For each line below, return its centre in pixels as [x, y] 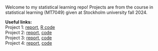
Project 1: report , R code [30, 27]
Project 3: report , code [29, 38]
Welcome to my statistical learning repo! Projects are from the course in [79, 7]
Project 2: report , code [29, 32]
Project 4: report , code [29, 43]
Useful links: [19, 22]
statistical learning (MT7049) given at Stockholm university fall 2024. [76, 12]
